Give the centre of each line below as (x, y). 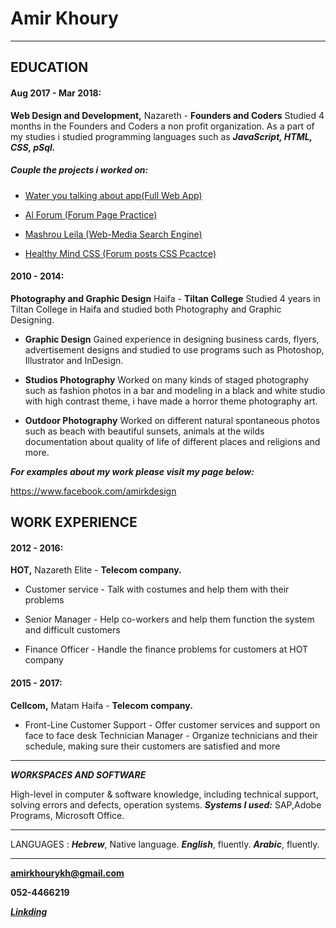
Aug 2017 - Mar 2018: (56, 93)
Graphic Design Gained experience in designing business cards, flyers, (172, 339)
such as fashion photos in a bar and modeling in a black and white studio (175, 390)
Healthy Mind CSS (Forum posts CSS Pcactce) (120, 253)
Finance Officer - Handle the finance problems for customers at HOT (166, 649)
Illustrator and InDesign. (74, 360)
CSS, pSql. (33, 147)
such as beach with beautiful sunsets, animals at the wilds (144, 431)
